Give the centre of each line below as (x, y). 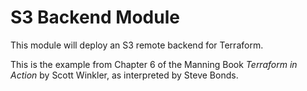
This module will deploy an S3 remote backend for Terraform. (137, 45)
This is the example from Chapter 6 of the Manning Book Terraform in (154, 64)
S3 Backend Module (95, 17)
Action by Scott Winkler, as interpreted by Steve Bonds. (124, 75)
